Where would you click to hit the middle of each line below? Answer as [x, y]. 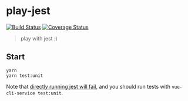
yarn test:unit [25, 75]
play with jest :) [39, 38]
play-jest [28, 11]
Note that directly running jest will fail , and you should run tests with [88, 86]
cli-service [21, 93]
